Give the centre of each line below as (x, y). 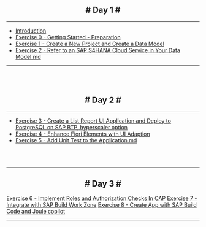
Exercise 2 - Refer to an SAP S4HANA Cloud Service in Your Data (98, 50)
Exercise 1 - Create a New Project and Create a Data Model (90, 44)
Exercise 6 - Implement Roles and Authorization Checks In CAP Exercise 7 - (102, 198)
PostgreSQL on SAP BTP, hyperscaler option (71, 127)
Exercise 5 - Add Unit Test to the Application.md (76, 140)
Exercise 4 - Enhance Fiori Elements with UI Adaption (82, 134)
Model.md (28, 56)
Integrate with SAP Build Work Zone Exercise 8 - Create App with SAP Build (102, 205)
